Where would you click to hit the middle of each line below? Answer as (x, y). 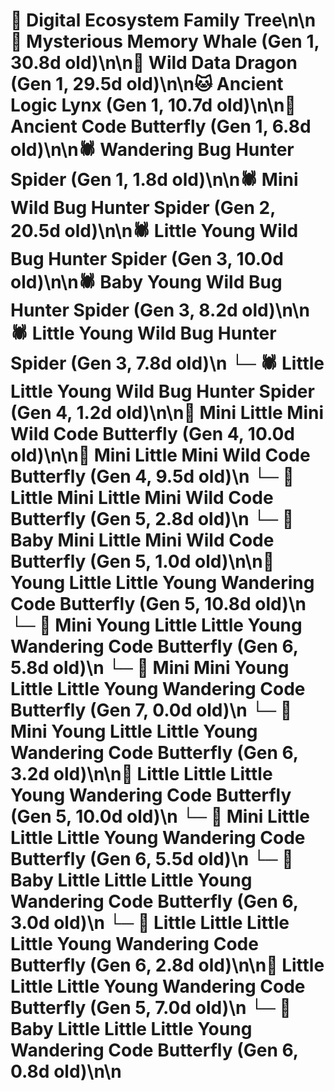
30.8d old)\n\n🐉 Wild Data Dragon (154, 63)
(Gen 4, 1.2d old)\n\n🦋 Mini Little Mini (167, 413)
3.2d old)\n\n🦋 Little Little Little (141, 774)
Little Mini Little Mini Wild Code (142, 498)
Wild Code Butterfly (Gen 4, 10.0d (152, 434)
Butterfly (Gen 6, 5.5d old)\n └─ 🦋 (152, 859)
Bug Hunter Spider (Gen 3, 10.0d (147, 259)
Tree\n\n (280, 20)
